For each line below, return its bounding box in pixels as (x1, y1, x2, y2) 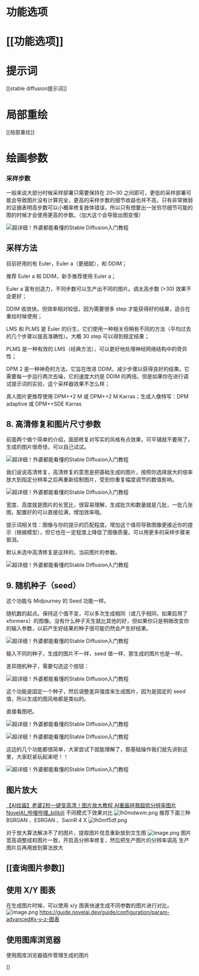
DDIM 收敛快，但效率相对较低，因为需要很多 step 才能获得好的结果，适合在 (6, 305, 191, 312)
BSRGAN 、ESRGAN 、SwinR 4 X (6, 816, 87, 823)
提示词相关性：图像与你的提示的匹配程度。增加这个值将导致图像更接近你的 (6, 521, 188, 528)
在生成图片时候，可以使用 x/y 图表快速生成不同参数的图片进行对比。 (6, 902, 173, 909)
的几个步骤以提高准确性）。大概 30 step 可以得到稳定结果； (6, 332, 150, 340)
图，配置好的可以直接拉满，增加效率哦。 (6, 509, 105, 516)
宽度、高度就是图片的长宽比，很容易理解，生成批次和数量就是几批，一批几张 (6, 501, 193, 508)
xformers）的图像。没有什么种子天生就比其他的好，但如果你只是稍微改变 (6, 617, 184, 625)
